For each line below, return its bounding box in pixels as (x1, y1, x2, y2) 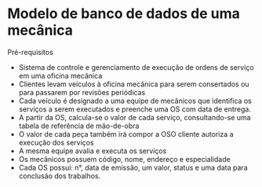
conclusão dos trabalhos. (18, 170, 101, 181)
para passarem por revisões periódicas (18, 87, 146, 97)
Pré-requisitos (7, 47, 54, 57)
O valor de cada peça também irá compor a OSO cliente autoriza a (18, 129, 234, 138)
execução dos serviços (18, 137, 95, 147)
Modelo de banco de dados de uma (7, 5, 241, 23)
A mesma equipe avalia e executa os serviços (18, 146, 167, 156)
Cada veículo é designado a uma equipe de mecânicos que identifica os (18, 96, 252, 105)
